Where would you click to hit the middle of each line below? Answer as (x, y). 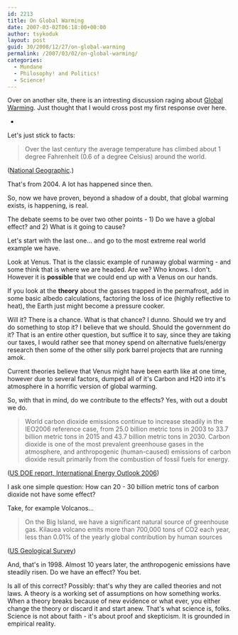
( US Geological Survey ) (42, 551)
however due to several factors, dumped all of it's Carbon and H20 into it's (117, 379)
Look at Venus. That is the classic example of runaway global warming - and (119, 262)
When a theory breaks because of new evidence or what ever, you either (114, 601)
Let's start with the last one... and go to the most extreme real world (107, 241)
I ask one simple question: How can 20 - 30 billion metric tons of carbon (113, 487)
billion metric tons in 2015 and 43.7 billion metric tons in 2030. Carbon (128, 437)
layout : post (27, 41)
